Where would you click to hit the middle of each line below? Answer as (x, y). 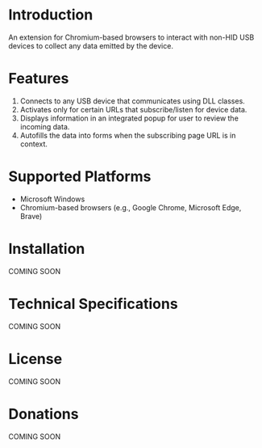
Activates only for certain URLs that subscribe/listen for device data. (133, 109)
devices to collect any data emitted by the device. (91, 45)
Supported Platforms (80, 177)
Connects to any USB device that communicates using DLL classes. (133, 101)
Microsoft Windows (52, 199)
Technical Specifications (94, 304)
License (35, 359)
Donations (44, 414)
